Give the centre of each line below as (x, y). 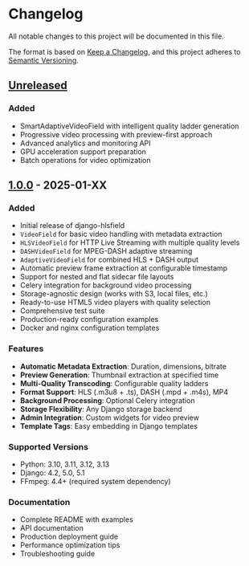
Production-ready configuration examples (89, 320)
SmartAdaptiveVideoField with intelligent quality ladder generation (129, 126)
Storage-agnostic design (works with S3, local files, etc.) (114, 294)
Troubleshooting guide (57, 554)
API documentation (52, 528)
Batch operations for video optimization (85, 160)
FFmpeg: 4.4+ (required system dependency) (95, 481)
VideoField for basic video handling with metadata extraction (121, 234)
